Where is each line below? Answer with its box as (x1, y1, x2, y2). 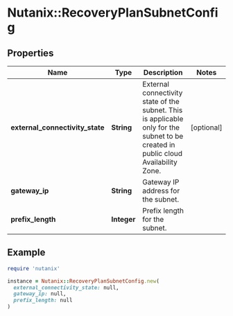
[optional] (190, 123, 223, 132)
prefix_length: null (13, 297, 73, 304)
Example (7, 247, 46, 258)
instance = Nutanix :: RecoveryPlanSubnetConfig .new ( (7, 277, 159, 285)
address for (141, 186, 180, 195)
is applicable (141, 114, 184, 123)
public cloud (141, 149, 182, 158)
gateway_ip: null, (13, 290, 67, 297)
